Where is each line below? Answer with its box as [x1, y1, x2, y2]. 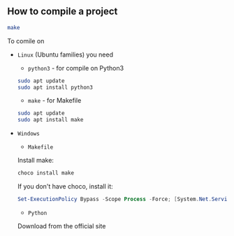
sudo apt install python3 [17, 84, 93, 91]
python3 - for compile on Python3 [27, 64, 124, 72]
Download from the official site [17, 221, 106, 230]
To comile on [7, 36, 45, 45]
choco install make [17, 170, 75, 177]
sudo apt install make [17, 117, 84, 124]
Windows [17, 131, 40, 138]
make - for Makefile [27, 96, 82, 105]
